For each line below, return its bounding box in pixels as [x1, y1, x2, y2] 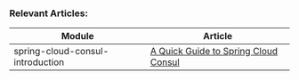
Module [61, 30, 95, 43]
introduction [13, 56, 65, 68]
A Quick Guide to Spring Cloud [149, 45, 279, 58]
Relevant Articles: [9, 7, 89, 20]
